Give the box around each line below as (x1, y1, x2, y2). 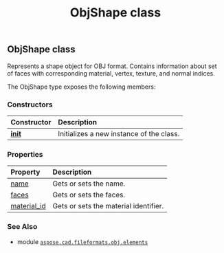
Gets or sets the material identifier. (52, 201, 164, 211)
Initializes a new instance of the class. (58, 129, 180, 138)
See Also (7, 222, 38, 232)
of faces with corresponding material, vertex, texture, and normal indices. (7, 69, 215, 77)
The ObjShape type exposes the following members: (7, 82, 156, 91)
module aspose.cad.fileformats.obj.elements (16, 237, 148, 245)
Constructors (7, 100, 53, 109)
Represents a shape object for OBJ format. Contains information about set (7, 62, 218, 70)
